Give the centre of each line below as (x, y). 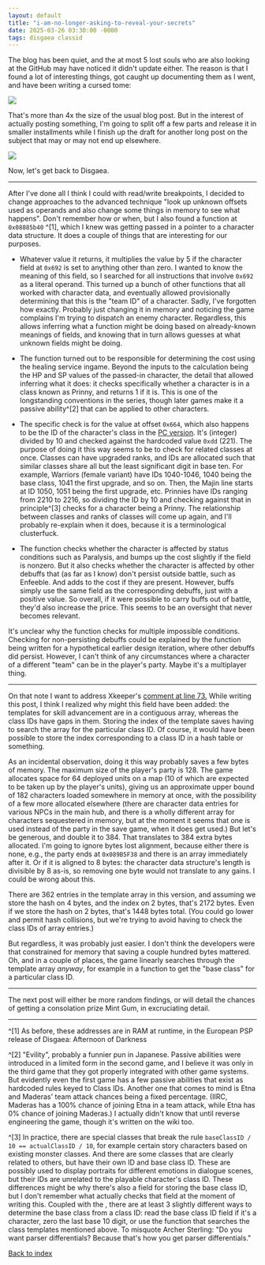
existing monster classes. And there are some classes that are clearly (121, 1154)
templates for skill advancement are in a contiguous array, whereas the (123, 713)
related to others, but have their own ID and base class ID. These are (119, 1162)
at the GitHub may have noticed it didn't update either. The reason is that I (128, 69)
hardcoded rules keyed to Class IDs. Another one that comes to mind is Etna (132, 1089)
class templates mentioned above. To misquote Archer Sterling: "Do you (125, 1229)
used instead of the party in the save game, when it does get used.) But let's (132, 829)
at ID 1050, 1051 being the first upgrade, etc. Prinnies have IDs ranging (134, 492)
